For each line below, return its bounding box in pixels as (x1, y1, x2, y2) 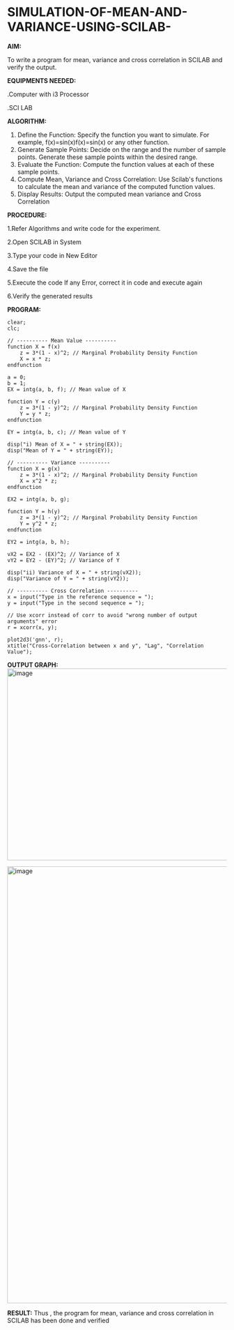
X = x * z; (19, 355, 52, 363)
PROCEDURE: (7, 211, 47, 219)
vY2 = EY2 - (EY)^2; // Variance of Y (7, 557, 120, 564)
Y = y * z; (19, 410, 52, 417)
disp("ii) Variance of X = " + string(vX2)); (7, 569, 141, 576)
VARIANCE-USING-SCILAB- (7, 19, 172, 35)
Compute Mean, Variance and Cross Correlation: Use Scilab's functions (17, 175, 223, 183)
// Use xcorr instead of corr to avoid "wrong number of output (7, 612, 198, 619)
